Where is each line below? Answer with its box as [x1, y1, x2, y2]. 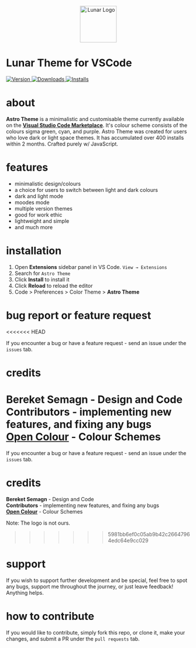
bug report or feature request [6, 309, 152, 322]
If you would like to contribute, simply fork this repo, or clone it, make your [6, 629, 185, 636]
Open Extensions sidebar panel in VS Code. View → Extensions [14, 263, 167, 270]
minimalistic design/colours [14, 180, 81, 187]
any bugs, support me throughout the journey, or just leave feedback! [6, 582, 174, 590]
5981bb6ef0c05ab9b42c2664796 [108, 530, 190, 537]
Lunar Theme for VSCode [6, 56, 132, 70]
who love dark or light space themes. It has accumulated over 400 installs [6, 134, 184, 141]
